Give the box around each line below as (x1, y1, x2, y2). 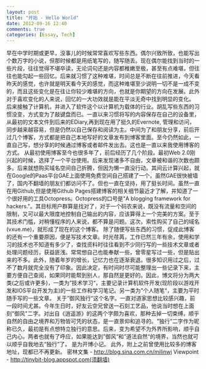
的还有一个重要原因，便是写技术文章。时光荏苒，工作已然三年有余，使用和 (6, 234, 194, 241)
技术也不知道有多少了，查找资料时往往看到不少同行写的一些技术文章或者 (17, 241, 200, 248)
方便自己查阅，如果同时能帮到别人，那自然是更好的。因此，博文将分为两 (11, 272, 194, 279)
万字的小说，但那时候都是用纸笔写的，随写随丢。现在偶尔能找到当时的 (17, 57, 194, 64)
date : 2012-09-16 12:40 (6, 20, 67, 26)
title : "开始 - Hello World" (6, 15, 79, 21)
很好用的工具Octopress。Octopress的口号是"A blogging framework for (11, 195, 191, 202)
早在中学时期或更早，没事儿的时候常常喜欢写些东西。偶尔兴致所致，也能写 (6, 50, 194, 57)
